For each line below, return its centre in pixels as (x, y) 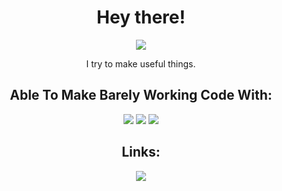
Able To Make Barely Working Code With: (141, 95)
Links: (141, 152)
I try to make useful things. (141, 63)
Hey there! (141, 17)
